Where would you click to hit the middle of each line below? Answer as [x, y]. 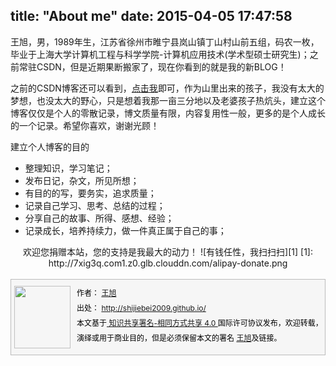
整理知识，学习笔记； [68, 168]
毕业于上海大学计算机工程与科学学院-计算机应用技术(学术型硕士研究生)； [160, 54]
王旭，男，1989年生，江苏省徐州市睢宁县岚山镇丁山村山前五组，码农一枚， [165, 41]
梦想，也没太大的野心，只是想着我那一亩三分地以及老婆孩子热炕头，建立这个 [168, 100]
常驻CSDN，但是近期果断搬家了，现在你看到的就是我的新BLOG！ [152, 66]
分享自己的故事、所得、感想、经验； [99, 218]
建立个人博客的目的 [50, 146]
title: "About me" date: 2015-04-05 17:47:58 [151, 16]
